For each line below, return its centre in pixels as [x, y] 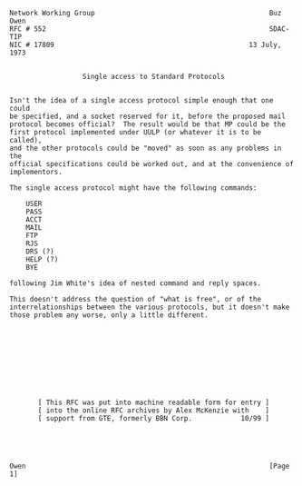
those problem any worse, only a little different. [109, 315]
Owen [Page [150, 466]
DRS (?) [40, 252]
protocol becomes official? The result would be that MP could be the [147, 124]
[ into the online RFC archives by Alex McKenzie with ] [154, 411]
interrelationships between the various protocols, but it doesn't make [150, 307]
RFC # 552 [28, 29]
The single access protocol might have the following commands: [133, 188]
